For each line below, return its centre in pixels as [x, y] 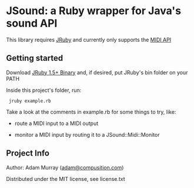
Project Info [28, 154]
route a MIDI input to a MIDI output [56, 123]
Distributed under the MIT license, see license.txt [66, 179]
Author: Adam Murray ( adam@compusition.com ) [65, 167]
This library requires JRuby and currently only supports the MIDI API [89, 39]
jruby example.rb [30, 101]
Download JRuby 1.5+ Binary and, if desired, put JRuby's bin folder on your [97, 72]
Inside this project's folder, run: [44, 90]
